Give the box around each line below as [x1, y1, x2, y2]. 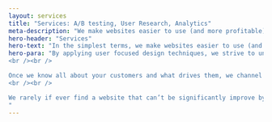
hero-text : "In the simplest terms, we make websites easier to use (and [8, 42, 263, 50]
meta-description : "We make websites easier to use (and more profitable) [8, 27, 266, 35]
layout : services [8, 11, 67, 20]
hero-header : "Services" [8, 34, 92, 43]
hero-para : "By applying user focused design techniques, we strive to [8, 49, 255, 57]
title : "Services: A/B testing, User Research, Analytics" [8, 19, 212, 27]
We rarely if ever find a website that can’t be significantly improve [8, 94, 255, 102]
